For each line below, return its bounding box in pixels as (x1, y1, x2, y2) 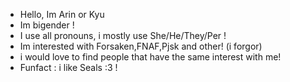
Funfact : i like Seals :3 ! (19, 62, 118, 73)
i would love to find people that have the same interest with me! (19, 51, 282, 63)
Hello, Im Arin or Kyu (19, 9, 105, 20)
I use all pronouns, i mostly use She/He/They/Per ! (19, 30, 227, 41)
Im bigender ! (19, 19, 75, 31)
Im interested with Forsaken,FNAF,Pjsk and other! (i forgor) (19, 40, 263, 52)
